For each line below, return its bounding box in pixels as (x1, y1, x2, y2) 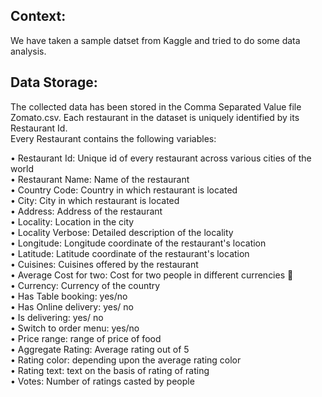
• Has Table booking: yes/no (10, 290, 128, 302)
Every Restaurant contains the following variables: (10, 132, 217, 144)
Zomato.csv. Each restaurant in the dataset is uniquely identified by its (10, 111, 300, 123)
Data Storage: (10, 74, 98, 91)
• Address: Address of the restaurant (10, 205, 163, 217)
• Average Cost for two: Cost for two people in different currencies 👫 (10, 269, 294, 281)
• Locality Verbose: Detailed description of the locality (10, 226, 234, 238)
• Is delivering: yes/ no (10, 311, 104, 323)
